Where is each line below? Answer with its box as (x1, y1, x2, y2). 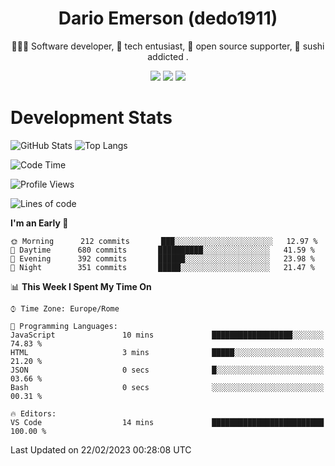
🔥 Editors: (10, 408, 57, 419)
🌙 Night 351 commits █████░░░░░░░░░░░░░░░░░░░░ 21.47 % (10, 262, 315, 272)
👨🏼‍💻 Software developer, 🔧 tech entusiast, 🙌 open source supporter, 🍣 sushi (11, 40, 325, 52)
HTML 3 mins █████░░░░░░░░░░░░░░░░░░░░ (10, 347, 325, 357)
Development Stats (10, 107, 173, 129)
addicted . (147, 50, 189, 62)
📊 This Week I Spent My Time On (10, 280, 152, 292)
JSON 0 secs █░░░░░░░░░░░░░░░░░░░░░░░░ (10, 365, 325, 375)
